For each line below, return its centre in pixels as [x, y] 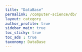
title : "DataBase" [24, 10]
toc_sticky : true [23, 33]
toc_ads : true [21, 38]
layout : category [23, 19]
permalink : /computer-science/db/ [41, 14]
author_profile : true [28, 24]
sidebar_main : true [25, 28]
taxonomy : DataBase [25, 42]
